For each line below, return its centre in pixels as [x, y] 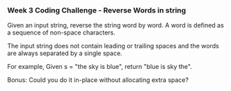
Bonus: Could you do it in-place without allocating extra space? [98, 80]
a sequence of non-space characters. [62, 32]
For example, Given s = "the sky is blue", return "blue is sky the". [100, 67]
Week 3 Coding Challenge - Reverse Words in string [97, 10]
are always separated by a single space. [65, 53]
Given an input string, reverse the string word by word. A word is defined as [115, 26]
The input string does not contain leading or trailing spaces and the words [113, 46]
